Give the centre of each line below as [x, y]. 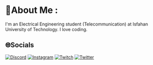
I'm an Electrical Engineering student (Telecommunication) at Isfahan [77, 24]
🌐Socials [20, 45]
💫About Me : [32, 10]
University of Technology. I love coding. [46, 29]
